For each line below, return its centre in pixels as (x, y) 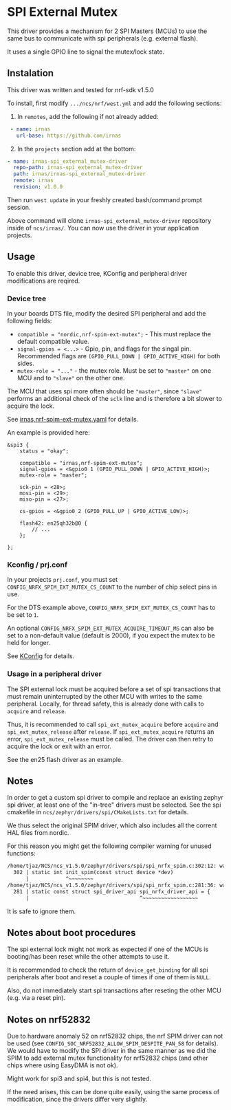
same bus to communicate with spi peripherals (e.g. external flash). (102, 38)
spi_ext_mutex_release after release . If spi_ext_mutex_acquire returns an (111, 731)
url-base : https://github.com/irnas (69, 135)
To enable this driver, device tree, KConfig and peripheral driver (97, 273)
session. (19, 207)
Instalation (30, 73)
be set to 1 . (23, 615)
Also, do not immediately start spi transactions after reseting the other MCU (114, 990)
